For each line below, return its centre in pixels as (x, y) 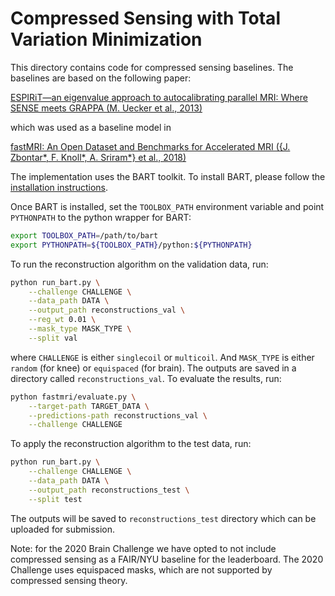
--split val (53, 338)
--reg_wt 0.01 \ (62, 320)
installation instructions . (59, 187)
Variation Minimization (106, 39)
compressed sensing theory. (69, 580)
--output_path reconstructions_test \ (109, 490)
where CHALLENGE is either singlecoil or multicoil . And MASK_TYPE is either (162, 357)
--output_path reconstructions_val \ (107, 310)
